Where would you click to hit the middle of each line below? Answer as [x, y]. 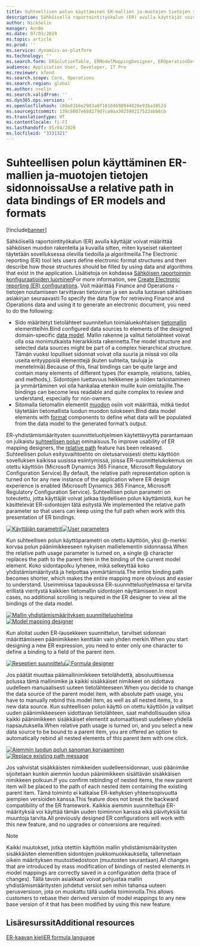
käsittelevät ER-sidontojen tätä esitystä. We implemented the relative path [96, 504]
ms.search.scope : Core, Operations [50, 78]
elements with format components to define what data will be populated [103, 417]
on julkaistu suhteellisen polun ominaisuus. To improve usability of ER [90, 441]
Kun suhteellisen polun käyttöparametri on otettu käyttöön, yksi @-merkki [96, 540]
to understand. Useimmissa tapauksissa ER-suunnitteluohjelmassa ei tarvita [99, 584]
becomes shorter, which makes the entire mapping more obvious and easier [99, 578]
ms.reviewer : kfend [30, 73]
